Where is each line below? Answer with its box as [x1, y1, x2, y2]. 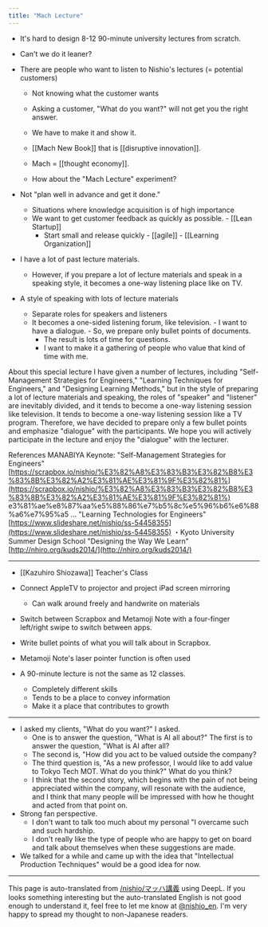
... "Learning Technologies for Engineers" [70, 509, 207, 519]
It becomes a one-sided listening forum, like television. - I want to [31, 317, 247, 327]
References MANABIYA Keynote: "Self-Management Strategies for [8, 450, 227, 459]
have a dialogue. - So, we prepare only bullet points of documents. [31, 326, 251, 336]
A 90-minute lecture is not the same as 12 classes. [19, 669, 186, 678]
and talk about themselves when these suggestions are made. [31, 843, 236, 852]
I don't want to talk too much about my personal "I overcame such [31, 817, 249, 827]
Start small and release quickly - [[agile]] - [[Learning [43, 230, 219, 240]
